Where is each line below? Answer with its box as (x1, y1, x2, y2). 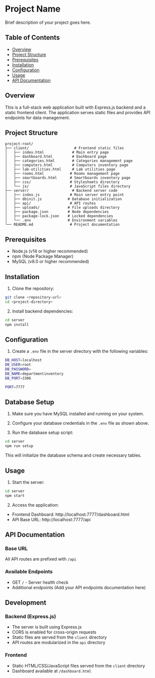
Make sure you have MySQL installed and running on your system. (12, 411, 144, 417)
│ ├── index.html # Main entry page (5, 150, 109, 155)
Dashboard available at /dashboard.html (12, 668, 92, 674)
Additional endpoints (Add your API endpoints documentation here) (12, 584, 146, 590)
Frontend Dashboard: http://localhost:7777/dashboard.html (12, 511, 129, 517)
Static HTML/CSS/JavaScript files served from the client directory (12, 662, 145, 668)
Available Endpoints (5, 568, 53, 575)
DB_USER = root (5, 363, 31, 367)
